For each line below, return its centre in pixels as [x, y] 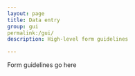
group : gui [23, 26]
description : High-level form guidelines [68, 39]
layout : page [26, 13]
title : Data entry [34, 20]
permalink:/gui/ [30, 33]
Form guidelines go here [42, 65]
